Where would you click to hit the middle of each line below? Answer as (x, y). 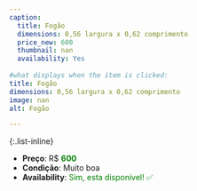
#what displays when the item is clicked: (89, 76)
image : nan (29, 100)
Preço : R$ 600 (49, 159)
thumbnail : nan (45, 51)
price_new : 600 (45, 42)
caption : (25, 17)
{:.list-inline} (32, 141)
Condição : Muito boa (61, 168)
